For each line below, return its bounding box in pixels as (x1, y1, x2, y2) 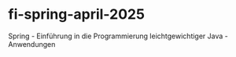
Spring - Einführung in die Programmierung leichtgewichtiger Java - (8, 31, 228, 41)
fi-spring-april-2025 (8, 5, 146, 23)
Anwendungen (8, 39, 56, 48)
